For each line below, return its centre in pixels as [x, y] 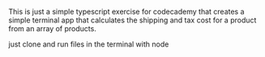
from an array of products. [53, 28]
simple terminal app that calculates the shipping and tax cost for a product [132, 20]
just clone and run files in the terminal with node [89, 44]
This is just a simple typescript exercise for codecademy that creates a [126, 12]
